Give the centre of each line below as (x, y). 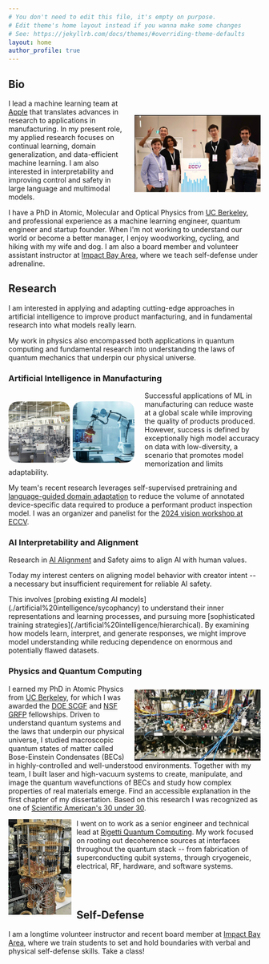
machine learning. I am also (54, 163)
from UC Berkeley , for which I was (65, 697)
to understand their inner (183, 608)
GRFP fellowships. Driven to (54, 714)
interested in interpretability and (61, 171)
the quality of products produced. (200, 421)
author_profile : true (44, 51)
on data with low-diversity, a (191, 447)
